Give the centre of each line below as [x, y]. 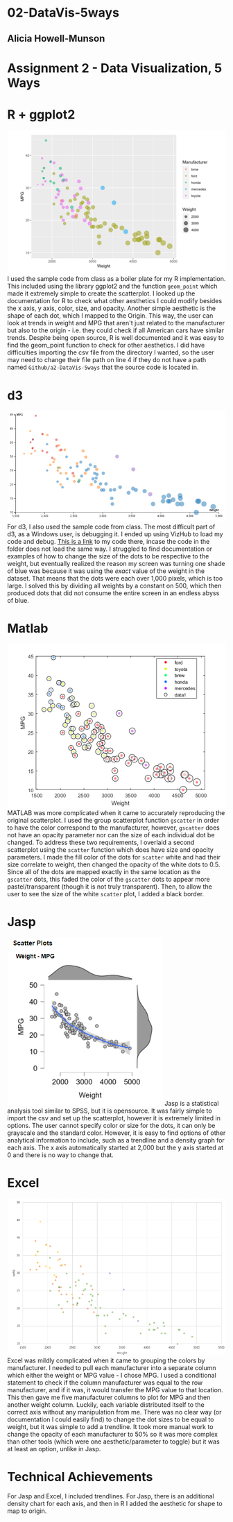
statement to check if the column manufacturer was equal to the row [105, 1383]
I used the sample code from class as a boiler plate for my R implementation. [116, 279]
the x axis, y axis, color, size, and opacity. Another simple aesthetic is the [112, 308]
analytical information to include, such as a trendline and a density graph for [116, 1140]
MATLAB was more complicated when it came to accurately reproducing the [116, 812]
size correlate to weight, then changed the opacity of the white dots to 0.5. [114, 864]
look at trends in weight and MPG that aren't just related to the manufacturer [116, 323]
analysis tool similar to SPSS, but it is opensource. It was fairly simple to [110, 1111]
